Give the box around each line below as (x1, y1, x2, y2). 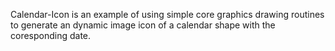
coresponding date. (10, 30, 92, 41)
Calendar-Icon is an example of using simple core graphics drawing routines (10, 9, 325, 20)
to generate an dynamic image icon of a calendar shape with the (10, 19, 276, 31)
